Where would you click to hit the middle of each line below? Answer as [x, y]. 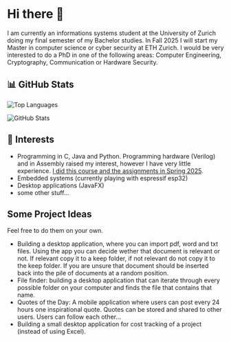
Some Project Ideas [49, 214]
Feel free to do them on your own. [55, 231]
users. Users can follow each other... [69, 317]
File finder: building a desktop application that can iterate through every [118, 280]
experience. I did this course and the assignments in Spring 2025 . [110, 170]
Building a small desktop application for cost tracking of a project [109, 324]
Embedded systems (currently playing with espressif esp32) [102, 178]
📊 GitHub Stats [41, 85]
